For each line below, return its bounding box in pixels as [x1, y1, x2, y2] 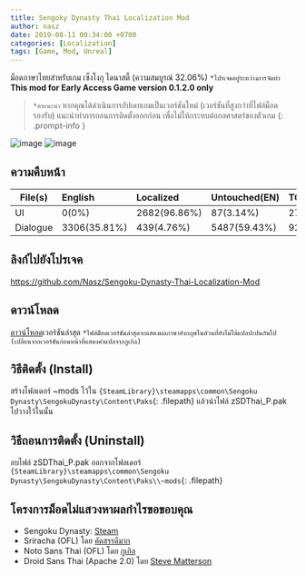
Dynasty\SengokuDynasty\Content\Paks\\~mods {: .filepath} [10, 475, 223, 486]
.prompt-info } [32, 120, 86, 132]
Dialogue [15, 221, 54, 233]
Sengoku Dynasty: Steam [23, 526, 119, 536]
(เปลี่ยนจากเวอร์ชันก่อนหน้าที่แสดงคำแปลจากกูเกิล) [10, 337, 142, 346]
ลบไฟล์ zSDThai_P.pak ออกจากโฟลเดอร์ [10, 457, 142, 468]
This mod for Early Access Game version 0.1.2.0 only [10, 83, 214, 94]
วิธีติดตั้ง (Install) [10, 361, 94, 377]
